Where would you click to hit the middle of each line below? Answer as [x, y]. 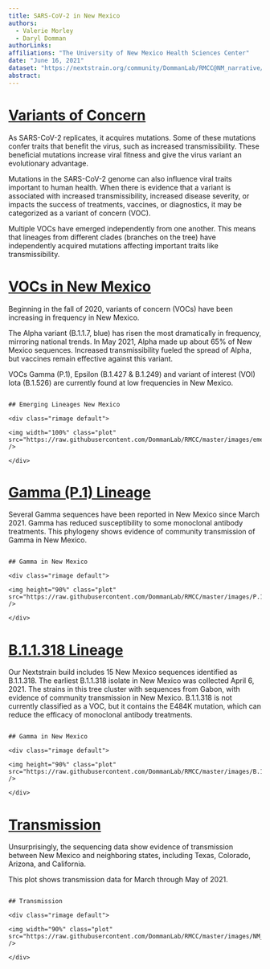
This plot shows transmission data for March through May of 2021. [118, 880]
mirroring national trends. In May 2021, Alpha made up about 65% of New [130, 341]
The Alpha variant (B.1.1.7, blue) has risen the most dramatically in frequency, [135, 333]
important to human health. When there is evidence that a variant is [120, 187]
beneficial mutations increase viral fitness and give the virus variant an [125, 154]
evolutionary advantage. [49, 163]
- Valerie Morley [45, 31]
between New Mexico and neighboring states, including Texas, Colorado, [130, 856]
